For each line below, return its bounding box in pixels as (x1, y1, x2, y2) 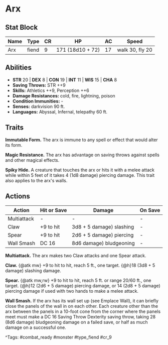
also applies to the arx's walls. (5, 177, 68, 183)
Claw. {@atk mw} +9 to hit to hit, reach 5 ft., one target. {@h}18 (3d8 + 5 (5, 262, 155, 269)
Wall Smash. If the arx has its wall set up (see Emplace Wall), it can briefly (5, 298, 159, 304)
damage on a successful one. (5, 324, 66, 330)
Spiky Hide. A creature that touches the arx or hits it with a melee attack (5, 167, 154, 173)
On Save (139, 207, 160, 214)
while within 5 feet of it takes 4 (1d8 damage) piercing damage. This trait (5, 172, 155, 178)
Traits (5, 124, 24, 132)
